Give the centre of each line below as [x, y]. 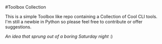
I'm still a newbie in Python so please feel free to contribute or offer [74, 22]
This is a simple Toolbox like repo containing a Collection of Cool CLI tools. [81, 16]
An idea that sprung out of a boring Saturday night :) [59, 36]
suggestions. [18, 27]
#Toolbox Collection [26, 7]
